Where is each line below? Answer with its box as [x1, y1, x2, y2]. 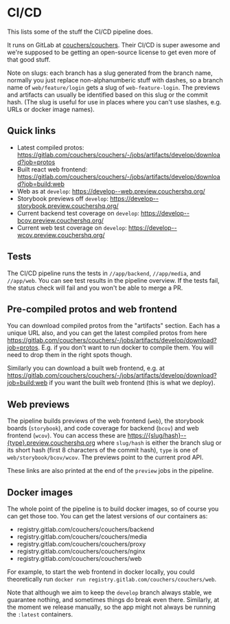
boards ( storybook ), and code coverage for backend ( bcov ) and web [7, 424, 199, 432]
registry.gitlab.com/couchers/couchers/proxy [16, 540, 146, 548]
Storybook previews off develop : [16, 194, 108, 203]
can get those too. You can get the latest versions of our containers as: [7, 512, 208, 520]
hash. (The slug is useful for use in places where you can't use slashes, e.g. [7, 97, 222, 106]
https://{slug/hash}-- [127, 431, 187, 440]
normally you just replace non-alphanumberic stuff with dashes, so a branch [7, 76, 223, 84]
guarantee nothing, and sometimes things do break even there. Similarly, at [7, 596, 220, 603]
